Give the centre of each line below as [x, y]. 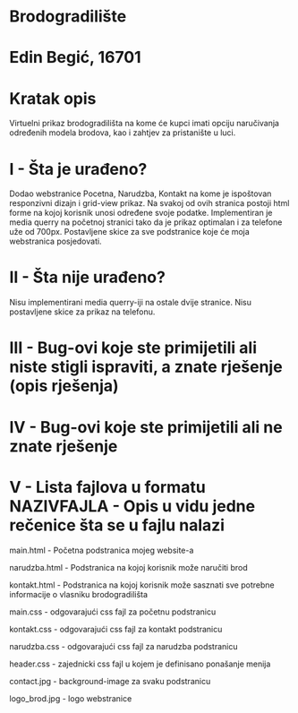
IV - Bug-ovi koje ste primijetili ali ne [146, 427]
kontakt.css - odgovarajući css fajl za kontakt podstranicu [116, 629]
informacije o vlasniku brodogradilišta [79, 594]
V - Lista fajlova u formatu [107, 487]
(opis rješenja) [64, 386]
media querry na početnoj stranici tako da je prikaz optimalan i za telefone [146, 222]
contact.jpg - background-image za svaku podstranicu [110, 681]
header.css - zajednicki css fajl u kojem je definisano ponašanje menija [140, 664]
